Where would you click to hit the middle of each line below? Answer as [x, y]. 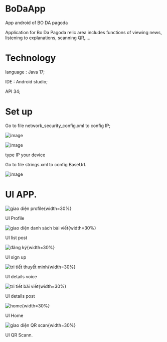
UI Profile [15, 218]
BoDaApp [26, 9]
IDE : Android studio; [26, 81]
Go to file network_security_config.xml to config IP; [58, 126]
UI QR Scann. [19, 335]
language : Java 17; [25, 72]
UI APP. [21, 194]
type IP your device [25, 155]
